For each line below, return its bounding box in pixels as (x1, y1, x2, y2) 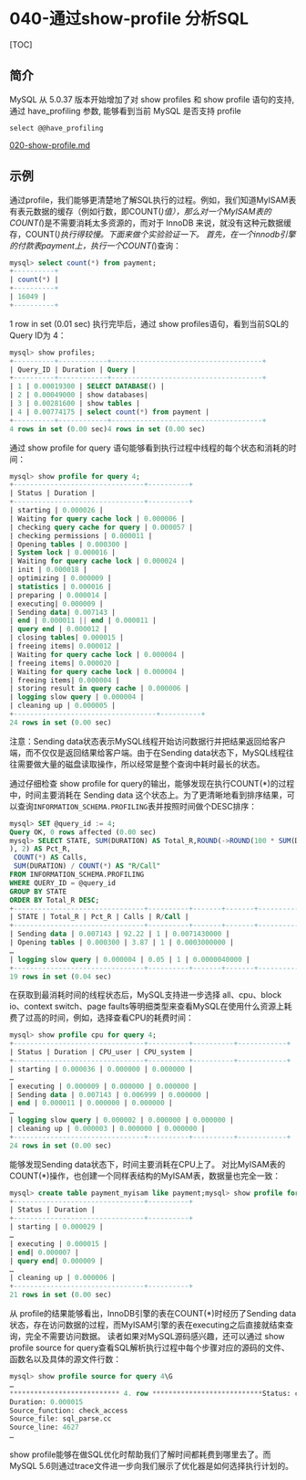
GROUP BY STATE (9, 887, 67, 896)
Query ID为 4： (9, 330, 66, 341)
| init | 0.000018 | (9, 566, 88, 575)
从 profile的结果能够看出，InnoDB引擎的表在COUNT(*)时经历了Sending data (9, 1308, 297, 1319)
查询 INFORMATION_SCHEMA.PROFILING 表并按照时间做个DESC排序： (16, 800, 258, 811)
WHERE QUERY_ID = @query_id (9, 878, 117, 887)
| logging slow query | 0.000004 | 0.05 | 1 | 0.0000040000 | (9, 955, 250, 964)
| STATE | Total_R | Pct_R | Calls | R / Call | (9, 913, 189, 922)
